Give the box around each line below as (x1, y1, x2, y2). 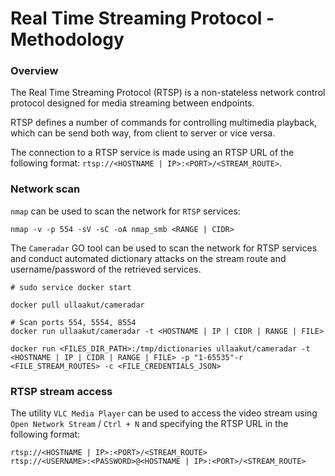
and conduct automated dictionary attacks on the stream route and (10, 252, 287, 264)
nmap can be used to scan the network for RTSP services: (10, 205, 241, 217)
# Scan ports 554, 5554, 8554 (10, 317, 137, 327)
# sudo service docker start (10, 282, 132, 292)
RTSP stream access (10, 384, 113, 398)
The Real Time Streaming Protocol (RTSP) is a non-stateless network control (10, 87, 326, 99)
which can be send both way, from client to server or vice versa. (10, 127, 276, 139)
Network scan (10, 182, 81, 196)
